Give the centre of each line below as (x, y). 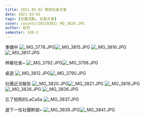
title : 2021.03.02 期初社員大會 (36, 10)
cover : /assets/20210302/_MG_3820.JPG (45, 23)
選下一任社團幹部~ (24, 110)
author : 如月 (18, 28)
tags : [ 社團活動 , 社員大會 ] (31, 19)
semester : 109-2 (22, 32)
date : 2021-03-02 (23, 14)
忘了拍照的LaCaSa (24, 99)
